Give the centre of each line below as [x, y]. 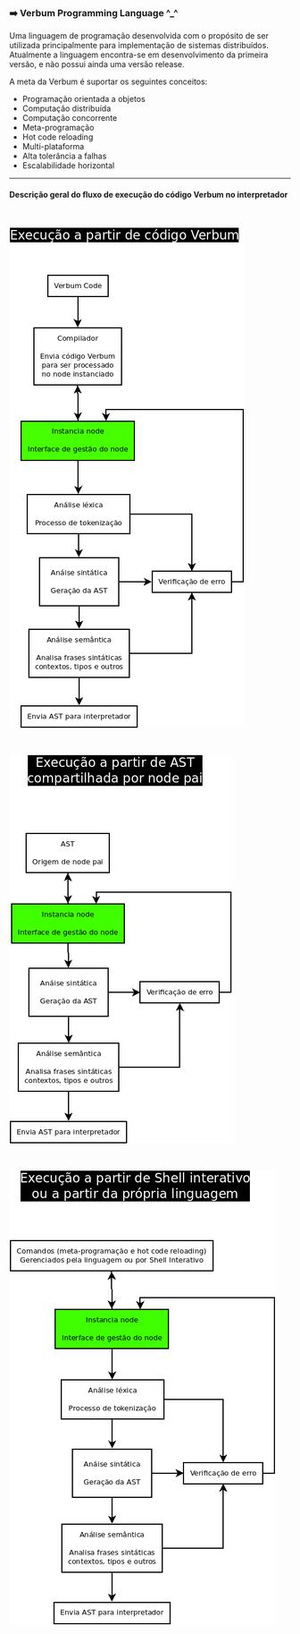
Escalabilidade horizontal [68, 166]
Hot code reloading [58, 137]
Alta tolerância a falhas [64, 156]
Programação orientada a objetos [83, 99]
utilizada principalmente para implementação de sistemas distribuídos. [139, 46]
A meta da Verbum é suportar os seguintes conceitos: [108, 81]
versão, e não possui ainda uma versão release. [97, 64]
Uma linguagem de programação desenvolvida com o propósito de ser [139, 36]
